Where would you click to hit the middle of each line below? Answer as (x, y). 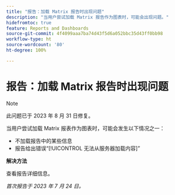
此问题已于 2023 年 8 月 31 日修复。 (50, 116)
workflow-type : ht (29, 39)
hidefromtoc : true (29, 23)
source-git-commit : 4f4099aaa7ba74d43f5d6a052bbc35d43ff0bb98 (85, 34)
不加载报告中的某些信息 (43, 140)
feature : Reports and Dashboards (47, 28)
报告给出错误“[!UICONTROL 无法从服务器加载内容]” (77, 148)
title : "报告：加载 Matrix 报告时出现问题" (55, 12)
